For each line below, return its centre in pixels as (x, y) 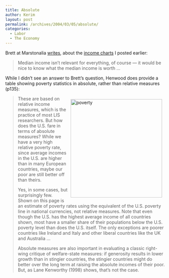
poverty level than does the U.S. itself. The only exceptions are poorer (91, 228)
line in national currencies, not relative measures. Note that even (85, 211)
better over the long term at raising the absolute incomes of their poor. (91, 264)
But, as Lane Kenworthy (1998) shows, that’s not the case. (78, 270)
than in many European (42, 163)
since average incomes (42, 153)
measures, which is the (42, 109)
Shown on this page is (41, 200)
